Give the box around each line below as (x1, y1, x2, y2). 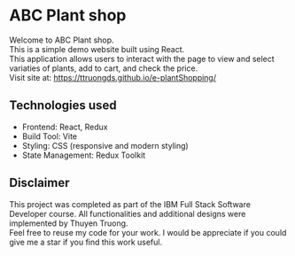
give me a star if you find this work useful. (9, 237, 163, 247)
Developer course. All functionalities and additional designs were (9, 208, 246, 219)
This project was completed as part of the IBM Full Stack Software (9, 198, 251, 209)
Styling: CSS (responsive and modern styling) (21, 140, 189, 151)
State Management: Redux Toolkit (21, 150, 146, 160)
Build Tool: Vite (21, 130, 78, 142)
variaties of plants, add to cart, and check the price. (9, 63, 198, 74)
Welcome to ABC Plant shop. (9, 35, 114, 45)
